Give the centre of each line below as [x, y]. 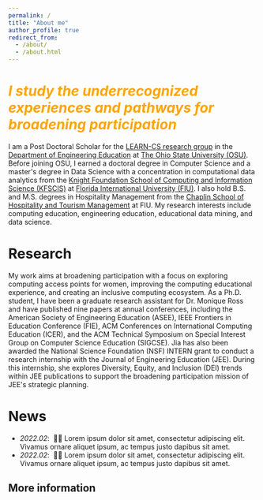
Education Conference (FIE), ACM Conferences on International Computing [130, 326]
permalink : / [30, 15]
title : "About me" [38, 23]
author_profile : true [44, 30]
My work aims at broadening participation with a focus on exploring [118, 275]
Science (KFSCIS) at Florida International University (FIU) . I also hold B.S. [127, 188]
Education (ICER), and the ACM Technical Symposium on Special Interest [127, 334]
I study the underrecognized [103, 91]
